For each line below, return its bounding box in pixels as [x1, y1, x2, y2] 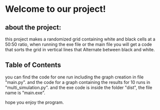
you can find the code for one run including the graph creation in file [5, 74, 144, 80]
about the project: [5, 23, 62, 32]
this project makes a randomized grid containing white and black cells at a [5, 36, 156, 42]
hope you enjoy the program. [5, 99, 64, 105]
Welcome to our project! [5, 3, 106, 15]
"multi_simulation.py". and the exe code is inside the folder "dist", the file [5, 84, 153, 90]
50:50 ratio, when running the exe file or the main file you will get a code [5, 41, 152, 47]
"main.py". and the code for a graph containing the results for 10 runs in [5, 79, 151, 85]
